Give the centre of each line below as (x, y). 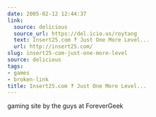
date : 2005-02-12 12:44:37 (47, 14)
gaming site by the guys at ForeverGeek (65, 106)
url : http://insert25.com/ (53, 47)
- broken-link (28, 79)
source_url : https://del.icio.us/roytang (76, 33)
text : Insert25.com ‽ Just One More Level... (82, 40)
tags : (15, 66)
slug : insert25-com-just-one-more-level (68, 54)
